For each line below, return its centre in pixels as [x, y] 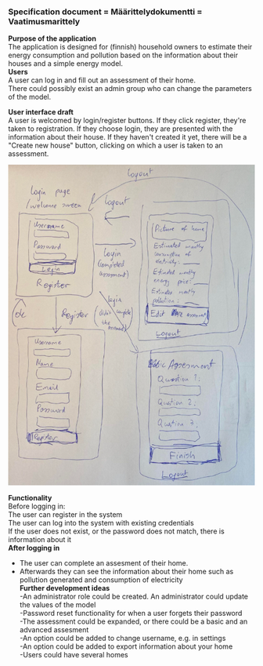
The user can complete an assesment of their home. [104, 562]
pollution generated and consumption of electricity [101, 580]
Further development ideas [65, 588]
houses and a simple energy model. [66, 64]
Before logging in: [37, 506]
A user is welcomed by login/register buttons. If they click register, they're [127, 121]
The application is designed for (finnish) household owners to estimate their [130, 47]
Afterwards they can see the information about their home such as [126, 571]
